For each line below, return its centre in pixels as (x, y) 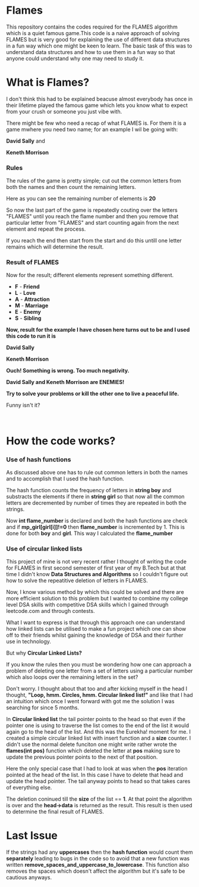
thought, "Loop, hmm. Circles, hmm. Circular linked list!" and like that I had (99, 695)
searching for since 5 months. (43, 707)
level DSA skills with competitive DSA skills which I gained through (87, 605)
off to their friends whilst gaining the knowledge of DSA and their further (95, 635)
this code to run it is (31, 336)
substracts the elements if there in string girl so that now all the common (96, 496)
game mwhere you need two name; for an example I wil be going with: (92, 129)
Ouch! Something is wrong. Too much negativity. (68, 371)
